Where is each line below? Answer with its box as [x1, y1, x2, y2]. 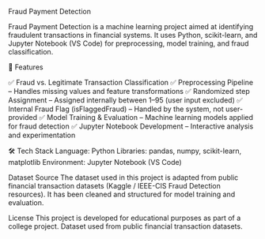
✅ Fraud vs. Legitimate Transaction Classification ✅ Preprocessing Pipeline [8, 78, 254, 87]
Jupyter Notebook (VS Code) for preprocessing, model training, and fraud [8, 39, 249, 48]
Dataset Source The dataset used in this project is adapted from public [8, 173, 239, 182]
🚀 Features [8, 62, 44, 72]
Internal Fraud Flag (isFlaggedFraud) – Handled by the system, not [8, 104, 224, 114]
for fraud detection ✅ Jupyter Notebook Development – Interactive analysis [8, 121, 254, 131]
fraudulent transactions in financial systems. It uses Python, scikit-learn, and [8, 31, 258, 39]
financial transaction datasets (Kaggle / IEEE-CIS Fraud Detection [8, 181, 221, 190]
